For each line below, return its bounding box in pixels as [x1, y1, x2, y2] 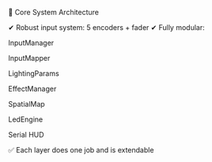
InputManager [8, 38, 55, 47]
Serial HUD [8, 130, 45, 139]
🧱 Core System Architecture [8, 8, 99, 17]
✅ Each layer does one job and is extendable [8, 145, 154, 154]
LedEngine [8, 115, 44, 124]
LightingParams [8, 69, 59, 78]
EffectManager [8, 84, 57, 93]
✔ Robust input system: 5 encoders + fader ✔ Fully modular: [8, 23, 205, 32]
